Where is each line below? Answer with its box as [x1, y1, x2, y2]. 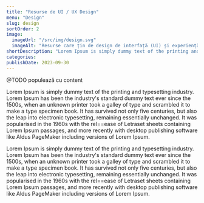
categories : [6, 54, 36, 60]
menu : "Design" [6, 15, 45, 21]
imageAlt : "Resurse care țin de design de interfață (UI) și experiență [12, 43, 200, 49]
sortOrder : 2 [6, 25, 39, 32]
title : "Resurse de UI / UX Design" [6, 8, 99, 15]
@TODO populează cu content [6, 76, 83, 84]
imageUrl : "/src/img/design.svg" [12, 37, 97, 43]
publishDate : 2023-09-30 [6, 59, 69, 65]
